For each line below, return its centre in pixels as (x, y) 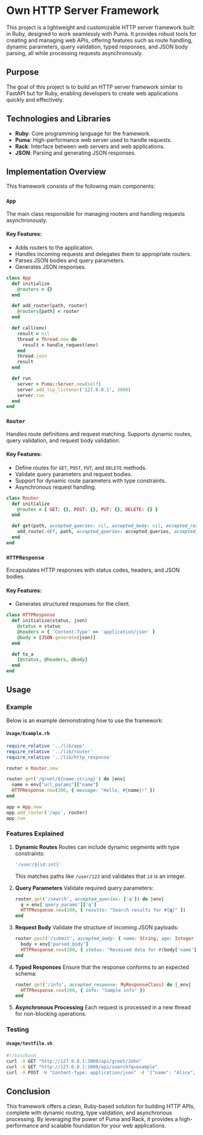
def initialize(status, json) (50, 621)
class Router (23, 498)
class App (19, 278)
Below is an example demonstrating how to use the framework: (85, 720)
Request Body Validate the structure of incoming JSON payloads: (97, 928)
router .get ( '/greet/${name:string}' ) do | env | (66, 779)
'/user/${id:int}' (38, 865)
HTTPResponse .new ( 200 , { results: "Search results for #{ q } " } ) (103, 910)
